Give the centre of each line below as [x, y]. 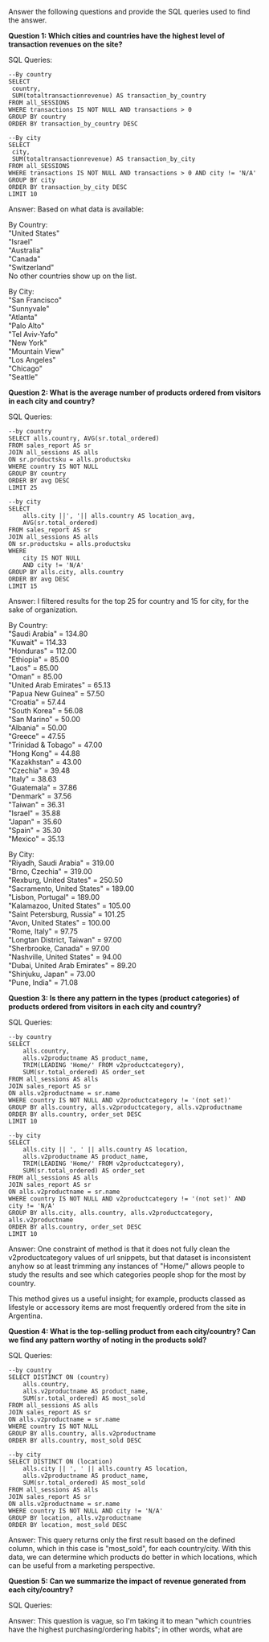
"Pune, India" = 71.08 [43, 983]
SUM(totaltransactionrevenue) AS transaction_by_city [104, 159]
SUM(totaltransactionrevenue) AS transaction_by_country [109, 96]
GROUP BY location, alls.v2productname [75, 1518]
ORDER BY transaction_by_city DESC [68, 187]
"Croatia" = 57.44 [37, 702]
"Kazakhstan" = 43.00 [45, 762]
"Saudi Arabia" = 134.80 [48, 634]
